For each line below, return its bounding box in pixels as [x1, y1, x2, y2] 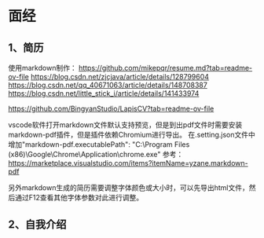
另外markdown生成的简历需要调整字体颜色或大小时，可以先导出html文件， [8, 183, 249, 192]
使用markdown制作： [8, 64, 77, 72]
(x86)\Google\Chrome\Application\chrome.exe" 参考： [8, 150, 184, 159]
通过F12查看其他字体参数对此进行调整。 [14, 193, 144, 202]
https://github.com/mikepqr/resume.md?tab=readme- [78, 64, 253, 72]
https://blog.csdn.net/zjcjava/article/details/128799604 [30, 72, 210, 81]
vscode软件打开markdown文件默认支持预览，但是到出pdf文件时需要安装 [8, 120, 243, 130]
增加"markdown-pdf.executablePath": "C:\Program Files [8, 140, 190, 149]
